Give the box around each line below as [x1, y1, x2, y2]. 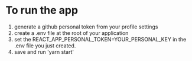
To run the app [5, 4, 78, 17]
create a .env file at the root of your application [14, 29, 129, 36]
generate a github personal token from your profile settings [14, 23, 158, 30]
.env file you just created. [14, 42, 76, 49]
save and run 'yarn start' [14, 48, 74, 55]
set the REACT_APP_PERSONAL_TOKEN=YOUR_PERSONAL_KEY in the [14, 36, 187, 43]
